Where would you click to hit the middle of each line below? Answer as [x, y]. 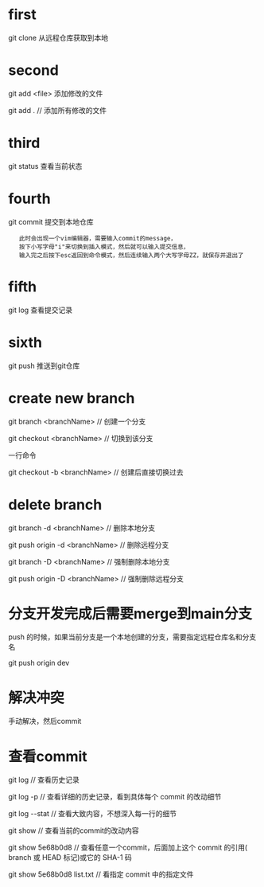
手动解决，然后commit [45, 721]
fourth [29, 199]
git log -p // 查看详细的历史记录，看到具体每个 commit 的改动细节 [115, 797]
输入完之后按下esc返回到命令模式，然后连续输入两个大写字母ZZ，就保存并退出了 [131, 255]
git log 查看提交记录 [41, 310]
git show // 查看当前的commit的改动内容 [74, 830]
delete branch [55, 504]
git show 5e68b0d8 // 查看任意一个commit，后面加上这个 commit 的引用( [128, 848]
